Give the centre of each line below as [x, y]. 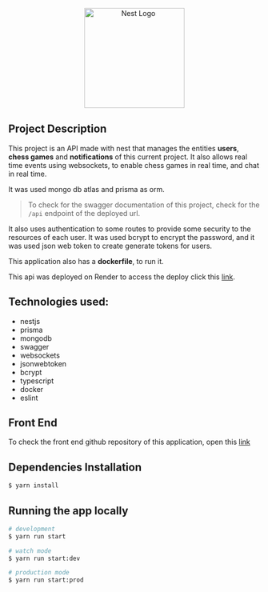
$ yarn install [34, 486]
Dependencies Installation [75, 467]
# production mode [39, 573]
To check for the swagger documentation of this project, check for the [144, 205]
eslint [29, 398]
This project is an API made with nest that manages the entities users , [124, 148]
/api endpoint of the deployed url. [84, 213]
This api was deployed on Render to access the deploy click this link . [122, 277]
